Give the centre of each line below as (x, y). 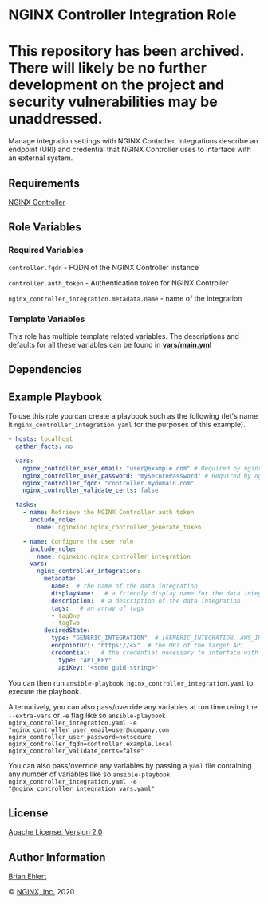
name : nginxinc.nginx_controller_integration (114, 556)
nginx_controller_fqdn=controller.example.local (91, 744)
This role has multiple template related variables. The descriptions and (124, 336)
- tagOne (65, 615)
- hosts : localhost (41, 439)
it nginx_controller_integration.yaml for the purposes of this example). (127, 425)
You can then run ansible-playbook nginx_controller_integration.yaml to (131, 682)
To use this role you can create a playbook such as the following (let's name (133, 416)
